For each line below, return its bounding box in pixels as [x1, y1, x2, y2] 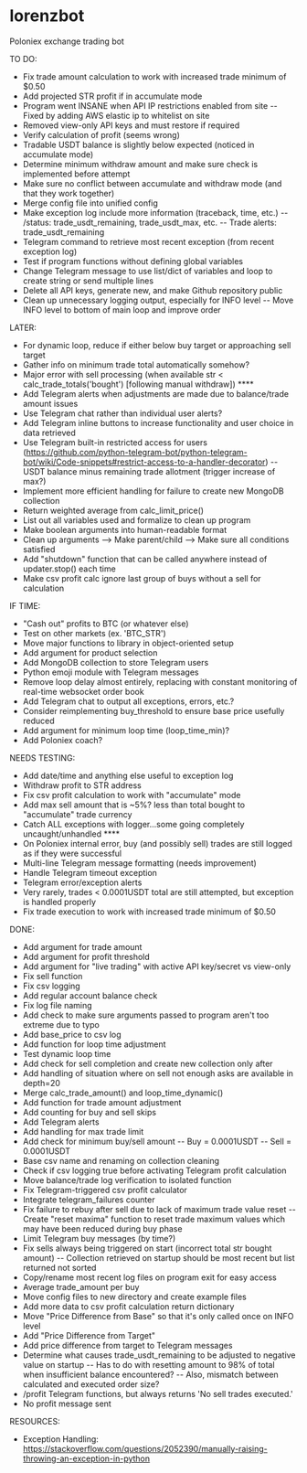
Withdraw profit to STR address [22, 779, 142, 791]
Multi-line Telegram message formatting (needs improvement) [22, 857, 258, 869]
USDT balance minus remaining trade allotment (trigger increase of [22, 465, 276, 476]
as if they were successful [22, 848, 122, 859]
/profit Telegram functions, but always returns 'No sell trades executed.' [22, 1388, 294, 1399]
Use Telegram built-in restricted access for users [22, 436, 208, 448]
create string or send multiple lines [22, 275, 153, 286]
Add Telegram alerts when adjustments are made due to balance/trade [22, 388, 290, 399]
